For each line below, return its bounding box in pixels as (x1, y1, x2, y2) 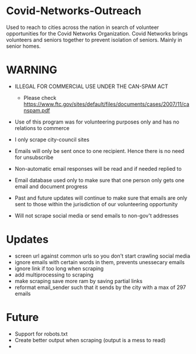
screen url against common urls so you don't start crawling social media (14, 252, 191, 259)
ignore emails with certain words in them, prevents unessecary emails (14, 258, 185, 265)
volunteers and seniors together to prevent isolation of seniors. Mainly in (6, 36, 182, 43)
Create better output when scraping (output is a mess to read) (14, 336, 166, 343)
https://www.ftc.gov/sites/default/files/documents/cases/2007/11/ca (23, 100, 190, 108)
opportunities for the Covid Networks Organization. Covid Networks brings (6, 30, 188, 37)
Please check (23, 94, 57, 101)
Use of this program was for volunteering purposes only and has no (14, 118, 179, 125)
